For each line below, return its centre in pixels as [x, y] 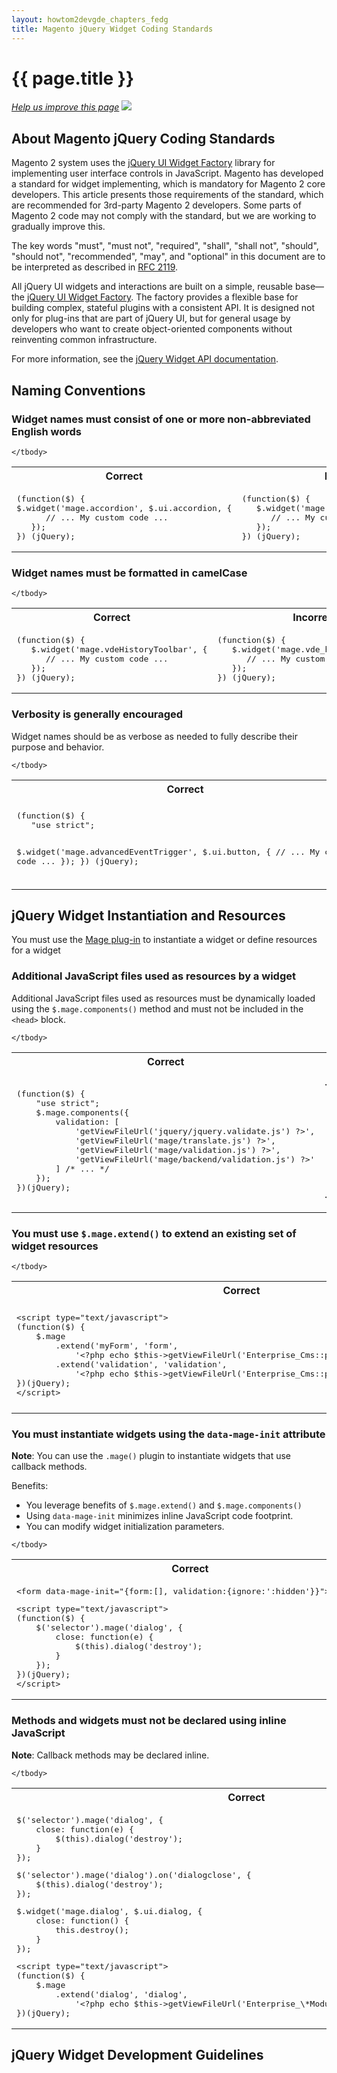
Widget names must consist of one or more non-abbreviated [161, 419]
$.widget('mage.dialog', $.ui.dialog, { [109, 1911]
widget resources [55, 1246]
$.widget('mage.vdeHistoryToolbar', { [119, 649]
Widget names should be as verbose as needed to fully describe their [154, 736]
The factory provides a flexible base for [217, 297]
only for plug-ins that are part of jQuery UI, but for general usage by [151, 318]
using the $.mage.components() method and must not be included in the [157, 1008]
